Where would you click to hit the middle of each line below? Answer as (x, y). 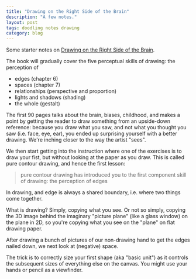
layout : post (22, 22)
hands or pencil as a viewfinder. (44, 270)
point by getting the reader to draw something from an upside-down (88, 121)
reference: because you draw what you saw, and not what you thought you (96, 128)
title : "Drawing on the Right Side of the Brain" (68, 11)
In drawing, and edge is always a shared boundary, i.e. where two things (93, 192)
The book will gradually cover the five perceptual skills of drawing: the (91, 61)
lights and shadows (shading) (50, 98)
